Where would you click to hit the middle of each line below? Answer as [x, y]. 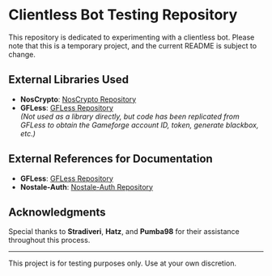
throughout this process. [49, 240]
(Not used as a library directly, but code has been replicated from [130, 116]
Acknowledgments [57, 212]
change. [22, 54]
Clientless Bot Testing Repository [123, 15]
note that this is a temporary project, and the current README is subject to [133, 45]
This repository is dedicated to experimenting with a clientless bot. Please [132, 37]
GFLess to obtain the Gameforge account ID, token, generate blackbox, [139, 125]
